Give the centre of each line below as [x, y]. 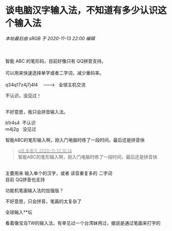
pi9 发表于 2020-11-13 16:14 [45, 151]
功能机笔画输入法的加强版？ [35, 190]
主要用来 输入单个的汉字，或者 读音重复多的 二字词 [59, 173]
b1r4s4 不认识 [20, 123]
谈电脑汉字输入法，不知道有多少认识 [82, 10]
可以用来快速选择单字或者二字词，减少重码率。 [55, 73]
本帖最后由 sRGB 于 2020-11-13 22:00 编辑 [50, 38]
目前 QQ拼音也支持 [25, 179]
